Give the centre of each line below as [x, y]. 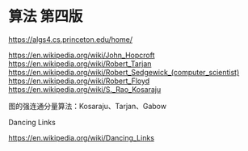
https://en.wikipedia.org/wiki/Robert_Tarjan [80, 63]
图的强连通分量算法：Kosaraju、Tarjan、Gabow [88, 106]
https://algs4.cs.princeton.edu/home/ [71, 39]
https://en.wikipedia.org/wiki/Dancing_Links [82, 137]
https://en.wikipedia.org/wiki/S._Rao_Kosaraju [85, 89]
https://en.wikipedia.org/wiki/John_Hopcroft [82, 55]
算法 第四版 [46, 17]
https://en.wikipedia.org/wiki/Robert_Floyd [79, 81]
